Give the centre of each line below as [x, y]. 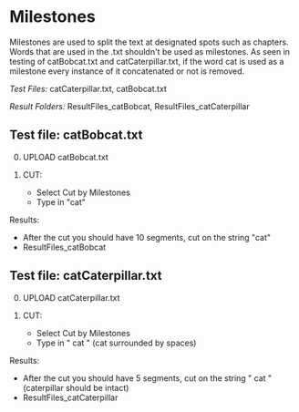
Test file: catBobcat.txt [76, 135]
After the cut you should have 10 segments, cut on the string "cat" [147, 237]
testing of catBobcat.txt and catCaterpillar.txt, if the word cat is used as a [147, 61]
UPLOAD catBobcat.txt [65, 157]
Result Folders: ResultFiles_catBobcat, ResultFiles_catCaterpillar [129, 106]
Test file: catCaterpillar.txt [86, 276]
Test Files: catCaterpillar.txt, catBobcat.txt [88, 88]
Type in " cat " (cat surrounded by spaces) [116, 343]
